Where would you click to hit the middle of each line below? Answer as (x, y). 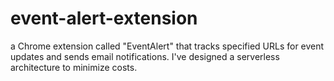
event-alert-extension (104, 18)
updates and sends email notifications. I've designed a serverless (145, 56)
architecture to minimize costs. (74, 67)
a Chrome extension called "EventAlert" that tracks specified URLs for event (167, 46)
